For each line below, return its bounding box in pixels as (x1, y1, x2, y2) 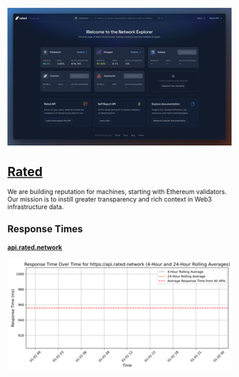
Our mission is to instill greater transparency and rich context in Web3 (7, 195, 212, 203)
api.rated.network (7, 243, 63, 252)
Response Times (7, 222, 83, 235)
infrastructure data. (7, 202, 64, 211)
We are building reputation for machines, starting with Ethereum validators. (7, 187, 227, 196)
